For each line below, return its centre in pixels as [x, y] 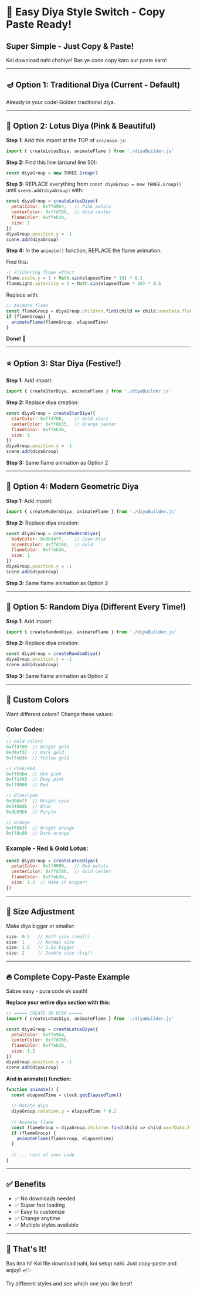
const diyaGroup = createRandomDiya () [53, 654]
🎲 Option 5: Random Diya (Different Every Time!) [96, 607]
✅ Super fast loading [40, 1205]
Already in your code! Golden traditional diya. [61, 102]
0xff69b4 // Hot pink [34, 774]
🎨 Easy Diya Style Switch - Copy [86, 12]
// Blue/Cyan [22, 795]
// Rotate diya [30, 1106]
